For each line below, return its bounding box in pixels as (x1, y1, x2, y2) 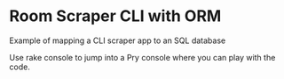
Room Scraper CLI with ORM (9, 6, 222, 26)
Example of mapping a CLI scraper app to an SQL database (9, 35, 226, 46)
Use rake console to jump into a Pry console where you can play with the (9, 52, 276, 62)
